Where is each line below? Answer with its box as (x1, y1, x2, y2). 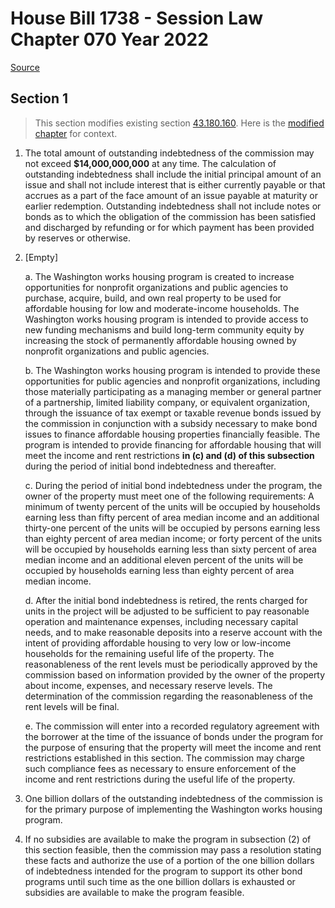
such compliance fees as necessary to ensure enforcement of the (24, 762, 297, 774)
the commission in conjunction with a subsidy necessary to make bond (24, 417, 318, 429)
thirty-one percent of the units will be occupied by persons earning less (24, 522, 321, 534)
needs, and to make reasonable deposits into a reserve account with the (24, 626, 323, 638)
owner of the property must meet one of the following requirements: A (24, 490, 315, 502)
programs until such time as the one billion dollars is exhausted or (24, 875, 296, 887)
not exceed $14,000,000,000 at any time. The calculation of (24, 157, 277, 169)
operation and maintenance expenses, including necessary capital (24, 615, 299, 627)
